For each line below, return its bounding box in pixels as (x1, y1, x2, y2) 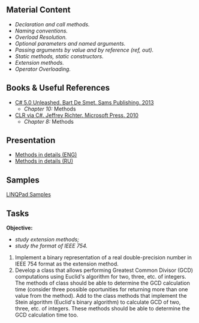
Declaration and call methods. (14, 20, 90, 28)
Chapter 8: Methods (23, 118, 74, 125)
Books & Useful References (6, 83, 110, 93)
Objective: (6, 225, 33, 232)
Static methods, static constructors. (14, 52, 104, 59)
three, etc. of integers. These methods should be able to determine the (14, 305, 190, 312)
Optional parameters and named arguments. (14, 40, 126, 47)
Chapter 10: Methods (23, 105, 76, 112)
